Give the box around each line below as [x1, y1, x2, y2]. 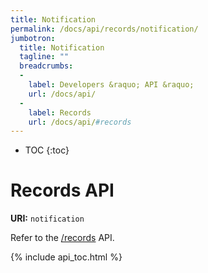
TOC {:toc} [24, 144, 70, 156]
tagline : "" [19, 52, 70, 62]
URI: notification [10, 212, 85, 225]
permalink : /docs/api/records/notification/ [10, 24, 199, 34]
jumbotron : [10, 33, 56, 43]
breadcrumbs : [19, 61, 74, 71]
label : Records [28, 107, 92, 118]
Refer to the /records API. [10, 232, 115, 244]
